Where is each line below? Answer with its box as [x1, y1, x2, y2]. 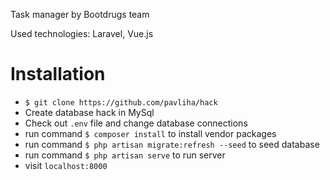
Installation [10, 63, 106, 86]
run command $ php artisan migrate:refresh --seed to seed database [24, 138, 320, 150]
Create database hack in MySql [24, 106, 155, 118]
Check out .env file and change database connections [24, 117, 248, 129]
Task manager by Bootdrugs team [10, 9, 150, 20]
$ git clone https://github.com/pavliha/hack [24, 97, 218, 108]
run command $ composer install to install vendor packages [24, 127, 277, 139]
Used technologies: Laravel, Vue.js [10, 28, 154, 39]
